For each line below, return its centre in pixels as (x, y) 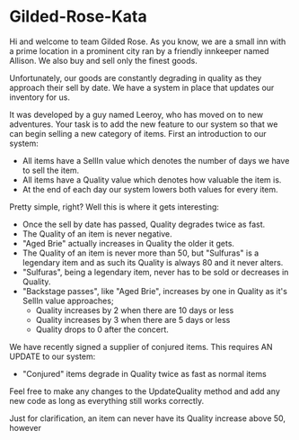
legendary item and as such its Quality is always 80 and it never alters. (153, 262)
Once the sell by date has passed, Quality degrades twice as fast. (144, 224)
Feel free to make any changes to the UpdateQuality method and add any (145, 391)
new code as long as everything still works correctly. (107, 400)
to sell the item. (51, 170)
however (26, 427)
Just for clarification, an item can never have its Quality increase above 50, (147, 418)
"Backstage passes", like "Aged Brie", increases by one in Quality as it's (154, 291)
